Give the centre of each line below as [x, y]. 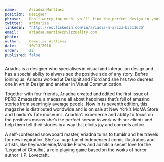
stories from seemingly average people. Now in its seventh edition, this [76, 104]
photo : [12, 37]
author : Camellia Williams [36, 41]
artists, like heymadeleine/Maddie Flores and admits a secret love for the [78, 145]
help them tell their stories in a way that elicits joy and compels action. [76, 125]
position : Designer [26, 14]
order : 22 [20, 50]
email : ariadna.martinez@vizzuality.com [51, 32]
